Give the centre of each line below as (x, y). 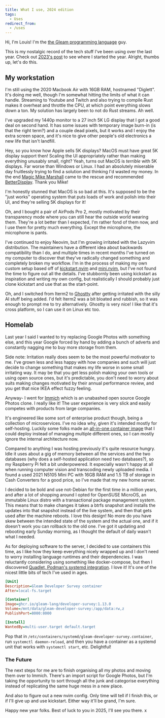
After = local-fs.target (28, 591)
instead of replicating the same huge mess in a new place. (64, 686)
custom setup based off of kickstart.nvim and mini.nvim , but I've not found (81, 268)
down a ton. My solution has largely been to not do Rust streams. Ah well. (80, 110)
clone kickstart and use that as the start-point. (52, 284)
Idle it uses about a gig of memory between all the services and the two (78, 453)
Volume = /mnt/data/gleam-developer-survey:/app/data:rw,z (65, 609)
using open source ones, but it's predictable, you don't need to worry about (82, 378)
